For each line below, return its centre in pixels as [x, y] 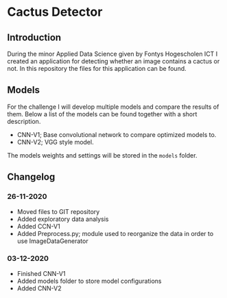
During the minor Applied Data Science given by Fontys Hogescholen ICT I [112, 54]
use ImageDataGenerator [52, 241]
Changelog [31, 177]
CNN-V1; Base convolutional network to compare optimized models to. [117, 134]
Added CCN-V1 [38, 226]
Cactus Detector [55, 12]
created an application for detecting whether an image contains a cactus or [113, 61]
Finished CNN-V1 [41, 273]
